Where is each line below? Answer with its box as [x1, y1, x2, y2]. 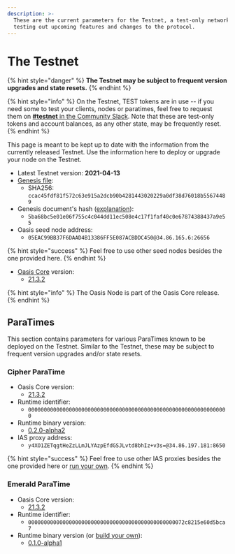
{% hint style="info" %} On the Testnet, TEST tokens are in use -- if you [7, 97, 215, 105]
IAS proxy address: [17, 434, 73, 442]
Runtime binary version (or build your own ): [17, 531, 143, 539]
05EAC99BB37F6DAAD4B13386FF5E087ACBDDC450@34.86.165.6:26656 [27, 235, 210, 242]
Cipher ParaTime [7, 367, 66, 377]
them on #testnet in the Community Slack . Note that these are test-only [7, 112, 215, 121]
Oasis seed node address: [17, 226, 93, 234]
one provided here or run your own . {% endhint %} [7, 462, 154, 470]
